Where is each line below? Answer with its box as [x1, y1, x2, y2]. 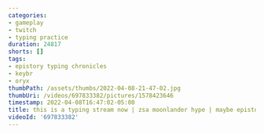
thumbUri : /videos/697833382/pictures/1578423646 [8, 92, 174, 99]
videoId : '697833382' [8, 113, 79, 121]
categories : [8, 11, 47, 20]
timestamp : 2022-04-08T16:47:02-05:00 [8, 99, 135, 106]
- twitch [8, 26, 37, 34]
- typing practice [8, 33, 68, 41]
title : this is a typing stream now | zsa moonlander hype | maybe [8, 106, 234, 114]
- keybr [8, 70, 34, 77]
